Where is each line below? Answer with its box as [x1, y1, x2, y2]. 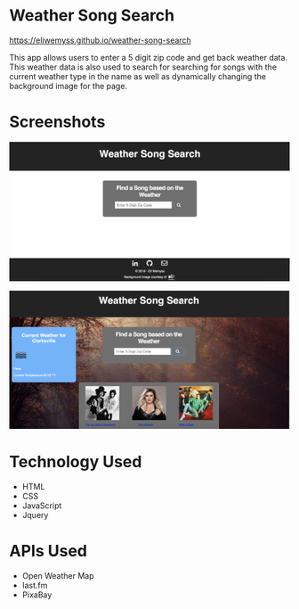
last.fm [21, 580, 48, 590]
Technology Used [9, 452, 142, 473]
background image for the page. [9, 80, 127, 91]
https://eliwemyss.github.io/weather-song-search [9, 35, 191, 45]
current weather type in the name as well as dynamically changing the [9, 70, 267, 81]
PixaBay [21, 589, 53, 600]
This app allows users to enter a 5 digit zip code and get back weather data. [9, 52, 287, 62]
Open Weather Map [21, 570, 94, 580]
